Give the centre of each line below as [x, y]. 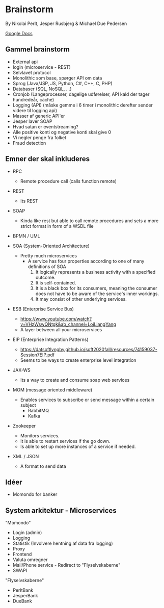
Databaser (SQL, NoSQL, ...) [42, 89]
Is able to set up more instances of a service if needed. [78, 446]
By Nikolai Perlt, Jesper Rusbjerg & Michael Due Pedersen [66, 23]
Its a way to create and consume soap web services [75, 380]
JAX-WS [21, 370]
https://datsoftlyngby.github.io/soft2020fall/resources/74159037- [89, 349]
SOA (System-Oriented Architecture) [51, 246]
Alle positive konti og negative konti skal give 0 [62, 132]
